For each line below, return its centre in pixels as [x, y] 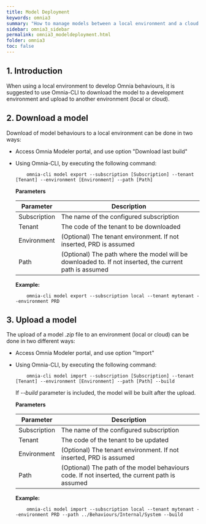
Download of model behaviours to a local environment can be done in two [100, 133]
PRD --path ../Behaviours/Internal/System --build [117, 515]
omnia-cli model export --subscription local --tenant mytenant [110, 296]
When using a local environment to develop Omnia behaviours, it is [91, 86]
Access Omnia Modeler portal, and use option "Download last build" [101, 151]
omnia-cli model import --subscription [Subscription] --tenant [110, 376]
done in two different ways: [41, 341]
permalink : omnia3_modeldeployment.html [59, 35]
